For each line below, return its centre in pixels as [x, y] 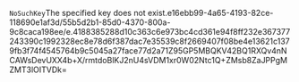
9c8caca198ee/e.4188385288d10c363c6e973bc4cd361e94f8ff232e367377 [150, 32]
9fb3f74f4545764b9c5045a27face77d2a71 [89, 51]
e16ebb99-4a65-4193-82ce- [220, 13]
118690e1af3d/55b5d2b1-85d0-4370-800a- [90, 22]
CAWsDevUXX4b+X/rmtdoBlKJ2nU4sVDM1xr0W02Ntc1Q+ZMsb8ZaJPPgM [149, 60]
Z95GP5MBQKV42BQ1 [209, 51]
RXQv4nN [269, 51]
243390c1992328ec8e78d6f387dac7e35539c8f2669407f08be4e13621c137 [149, 41]
